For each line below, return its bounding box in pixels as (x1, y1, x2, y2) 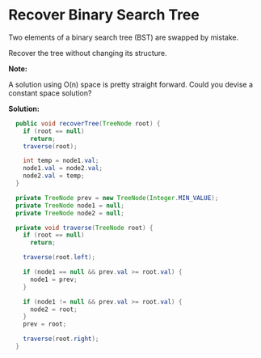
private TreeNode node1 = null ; (15, 201, 125, 210)
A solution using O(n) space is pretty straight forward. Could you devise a (8, 79, 253, 89)
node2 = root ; (29, 305, 78, 313)
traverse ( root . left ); (23, 254, 95, 262)
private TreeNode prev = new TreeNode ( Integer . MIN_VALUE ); (15, 194, 219, 202)
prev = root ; (23, 320, 67, 329)
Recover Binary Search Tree (8, 6, 200, 24)
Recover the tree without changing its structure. (8, 48, 167, 58)
